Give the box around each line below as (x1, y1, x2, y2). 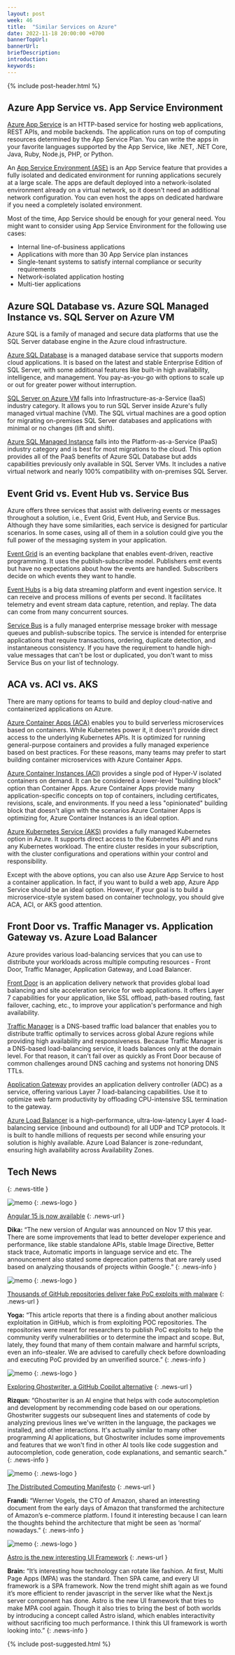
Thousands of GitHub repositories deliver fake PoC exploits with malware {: (7, 1290, 225, 1298)
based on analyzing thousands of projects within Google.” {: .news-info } (7, 1262, 217, 1271)
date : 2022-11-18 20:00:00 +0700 (7, 29, 105, 37)
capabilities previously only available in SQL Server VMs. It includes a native (7, 460, 227, 468)
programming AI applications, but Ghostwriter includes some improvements (7, 1433, 225, 1441)
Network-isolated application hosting (17, 272, 124, 281)
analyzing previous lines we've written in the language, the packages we (7, 1418, 217, 1427)
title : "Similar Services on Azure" (7, 23, 117, 30)
